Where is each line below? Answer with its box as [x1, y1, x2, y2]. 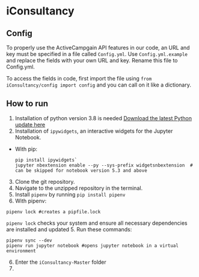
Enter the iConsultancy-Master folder [14, 258, 106, 266]
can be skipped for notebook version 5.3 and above [14, 167, 147, 174]
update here [14, 121, 46, 128]
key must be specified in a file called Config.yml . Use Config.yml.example [6, 50, 188, 58]
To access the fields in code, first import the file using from [6, 75, 152, 82]
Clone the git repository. [14, 178, 75, 185]
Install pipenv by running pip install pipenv [14, 190, 126, 198]
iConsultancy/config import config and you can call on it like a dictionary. [6, 81, 191, 88]
